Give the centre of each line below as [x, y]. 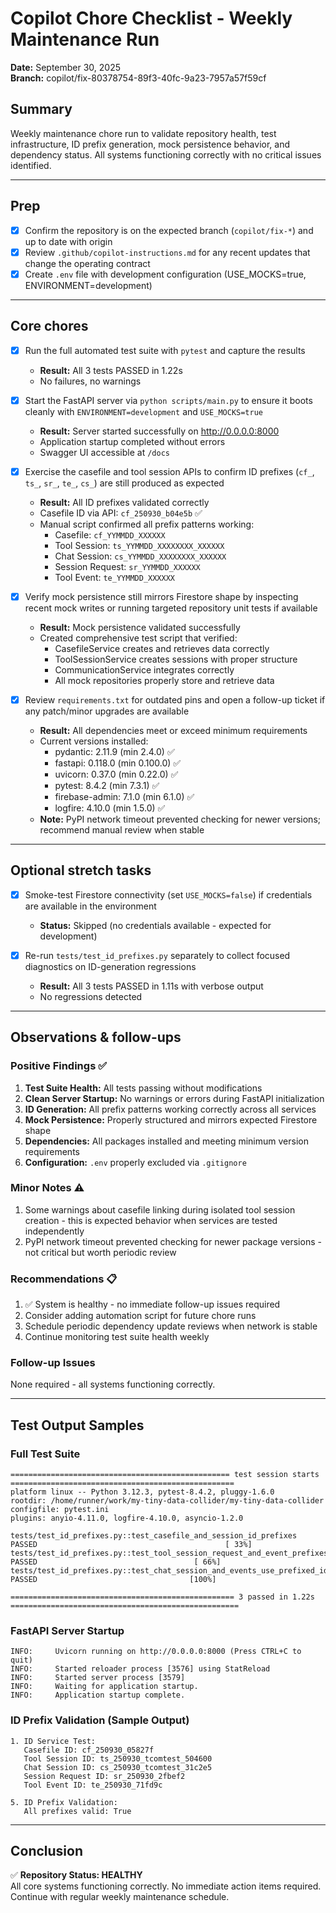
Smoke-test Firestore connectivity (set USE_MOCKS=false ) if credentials [168, 894]
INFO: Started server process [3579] [98, 1678]
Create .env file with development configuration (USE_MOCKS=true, [165, 274]
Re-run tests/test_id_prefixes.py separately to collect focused [157, 955]
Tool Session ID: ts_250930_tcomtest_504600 [118, 1758]
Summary [41, 109]
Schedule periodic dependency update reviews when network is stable [171, 1326]
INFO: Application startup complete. [98, 1695]
